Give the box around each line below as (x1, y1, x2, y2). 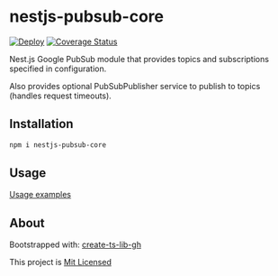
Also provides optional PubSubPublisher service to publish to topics (9, 80, 261, 91)
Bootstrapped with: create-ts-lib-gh (9, 239, 142, 250)
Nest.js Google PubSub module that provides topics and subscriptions (9, 53, 270, 64)
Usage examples (9, 189, 72, 200)
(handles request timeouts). (9, 90, 112, 101)
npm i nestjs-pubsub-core (9, 140, 106, 150)
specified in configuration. (9, 63, 107, 74)
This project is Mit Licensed (9, 257, 112, 268)
